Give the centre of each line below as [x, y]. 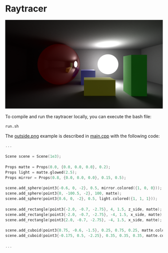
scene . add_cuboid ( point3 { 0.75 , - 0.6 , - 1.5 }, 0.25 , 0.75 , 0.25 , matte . [80, 230]
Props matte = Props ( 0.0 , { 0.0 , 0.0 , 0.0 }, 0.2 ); [58, 167]
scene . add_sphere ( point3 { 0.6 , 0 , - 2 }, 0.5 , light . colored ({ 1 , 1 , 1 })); [81, 199]
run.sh [12, 126]
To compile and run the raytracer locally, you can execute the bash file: [78, 117]
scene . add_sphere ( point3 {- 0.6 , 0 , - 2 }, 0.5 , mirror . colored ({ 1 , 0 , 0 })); [84, 188]
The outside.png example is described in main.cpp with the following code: [82, 136]
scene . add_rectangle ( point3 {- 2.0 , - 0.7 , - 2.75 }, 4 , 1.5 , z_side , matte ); [84, 209]
